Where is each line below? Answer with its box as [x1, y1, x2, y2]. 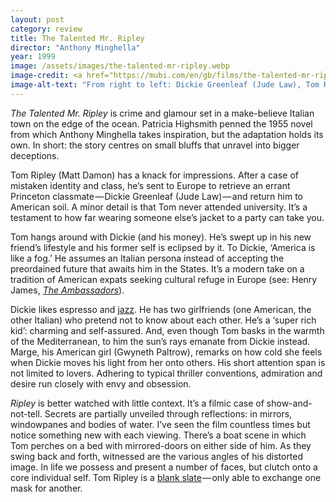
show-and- [266, 397, 313, 409]
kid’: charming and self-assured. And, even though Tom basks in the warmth [10, 324, 325, 336]
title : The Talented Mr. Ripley [10, 33, 145, 43]
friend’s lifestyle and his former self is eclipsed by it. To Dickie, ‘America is [10, 241, 316, 253]
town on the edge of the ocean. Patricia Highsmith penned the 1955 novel [10, 117, 313, 130]
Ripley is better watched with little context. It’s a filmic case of [10, 397, 265, 409]
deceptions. [10, 149, 60, 161]
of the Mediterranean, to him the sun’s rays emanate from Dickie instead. [10, 335, 311, 347]
